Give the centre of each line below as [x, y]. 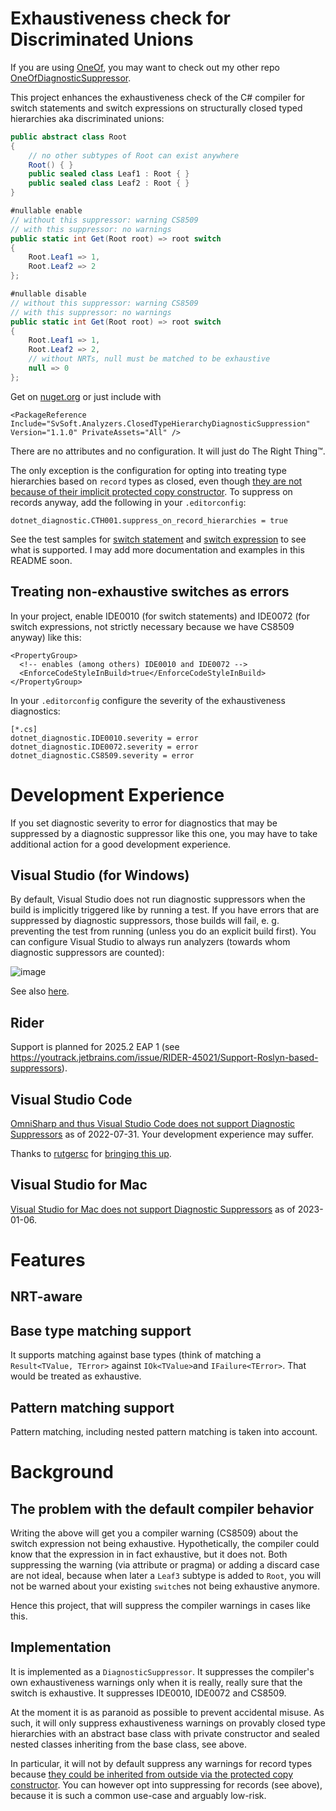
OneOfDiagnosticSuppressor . [71, 78]
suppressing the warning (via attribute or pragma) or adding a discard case [165, 1565]
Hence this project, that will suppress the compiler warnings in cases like [160, 1606]
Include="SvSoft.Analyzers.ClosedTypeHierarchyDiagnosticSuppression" [160, 423]
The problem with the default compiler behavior [162, 1508]
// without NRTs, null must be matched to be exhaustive [149, 359]
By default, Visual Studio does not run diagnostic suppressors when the [158, 899]
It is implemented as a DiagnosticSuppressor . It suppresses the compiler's [162, 1671]
